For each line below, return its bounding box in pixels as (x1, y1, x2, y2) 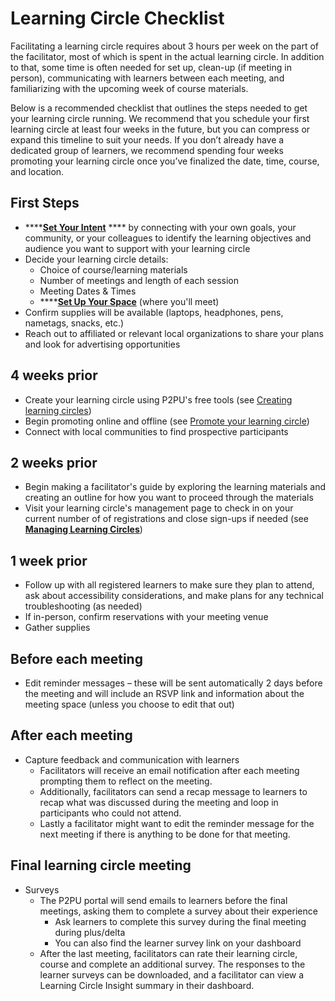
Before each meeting (10, 650, 143, 667)
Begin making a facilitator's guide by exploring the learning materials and (24, 481, 326, 493)
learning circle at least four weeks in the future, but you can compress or (10, 123, 311, 135)
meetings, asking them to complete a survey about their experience (39, 905, 318, 917)
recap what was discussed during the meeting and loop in (39, 796, 279, 808)
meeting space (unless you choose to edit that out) (24, 698, 235, 710)
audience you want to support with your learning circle (24, 242, 251, 254)
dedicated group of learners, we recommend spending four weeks (10, 144, 285, 156)
